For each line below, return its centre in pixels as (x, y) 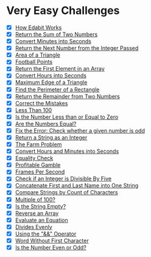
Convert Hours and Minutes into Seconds (67, 151)
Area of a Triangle (38, 55)
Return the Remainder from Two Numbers (67, 96)
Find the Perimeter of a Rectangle (57, 90)
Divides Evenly (34, 227)
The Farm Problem (38, 144)
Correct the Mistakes (41, 103)
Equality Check (34, 158)
